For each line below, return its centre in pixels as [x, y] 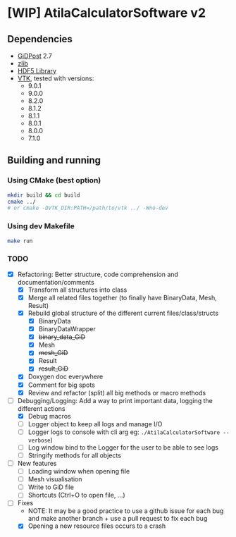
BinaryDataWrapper [67, 329]
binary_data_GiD [62, 337]
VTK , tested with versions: [56, 78]
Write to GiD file [51, 487]
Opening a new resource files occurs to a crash [97, 526]
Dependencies [40, 39]
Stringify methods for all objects [75, 455]
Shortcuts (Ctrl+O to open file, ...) [76, 495]
